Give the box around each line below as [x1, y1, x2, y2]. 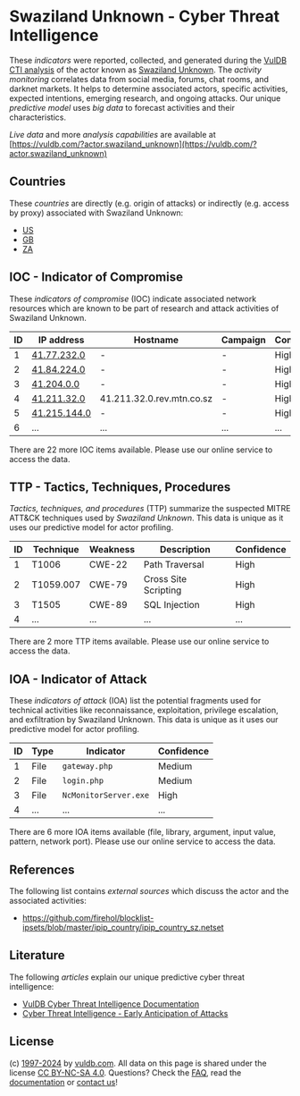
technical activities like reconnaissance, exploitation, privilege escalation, [9, 704, 279, 716]
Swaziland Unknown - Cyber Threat [9, 6, 279, 27]
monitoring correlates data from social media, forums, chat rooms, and [9, 73, 270, 84]
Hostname [133, 333, 179, 346]
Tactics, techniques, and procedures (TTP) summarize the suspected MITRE [9, 503, 291, 514]
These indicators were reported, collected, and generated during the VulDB [9, 55, 287, 65]
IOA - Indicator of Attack [9, 671, 147, 687]
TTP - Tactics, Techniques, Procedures [9, 479, 231, 494]
